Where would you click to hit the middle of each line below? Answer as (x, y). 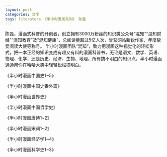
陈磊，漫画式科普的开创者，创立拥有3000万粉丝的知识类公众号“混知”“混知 (81, 34)
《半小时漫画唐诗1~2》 (29, 118)
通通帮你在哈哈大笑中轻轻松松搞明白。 (44, 65)
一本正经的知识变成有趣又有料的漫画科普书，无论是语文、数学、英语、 (90, 52)
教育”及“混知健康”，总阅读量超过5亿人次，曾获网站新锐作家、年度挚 (92, 40)
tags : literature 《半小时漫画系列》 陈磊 (45, 19)
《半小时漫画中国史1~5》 (31, 76)
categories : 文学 (22, 14)
